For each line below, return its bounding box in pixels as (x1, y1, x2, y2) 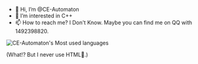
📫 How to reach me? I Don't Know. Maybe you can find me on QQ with (15, 19, 193, 26)
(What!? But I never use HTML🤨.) (6, 51, 88, 58)
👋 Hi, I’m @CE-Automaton (15, 6, 80, 13)
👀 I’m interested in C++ (15, 12, 73, 19)
